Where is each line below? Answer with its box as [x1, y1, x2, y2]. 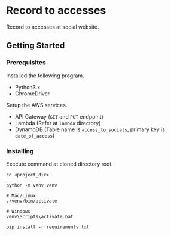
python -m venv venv [6, 182, 58, 188]
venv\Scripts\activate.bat [6, 213, 74, 219]
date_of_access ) [14, 132, 55, 139]
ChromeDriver [14, 90, 50, 97]
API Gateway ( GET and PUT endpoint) [14, 113, 103, 120]
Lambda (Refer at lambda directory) [14, 119, 101, 126]
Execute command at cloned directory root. [6, 160, 114, 167]
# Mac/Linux [6, 192, 36, 198]
